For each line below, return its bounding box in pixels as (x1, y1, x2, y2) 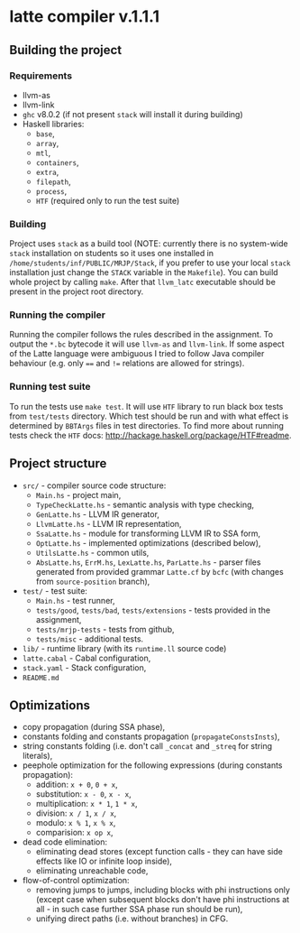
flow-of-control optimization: (22, 875, 130, 886)
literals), (22, 751, 53, 762)
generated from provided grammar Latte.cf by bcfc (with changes (35, 566, 284, 577)
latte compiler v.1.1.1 (9, 6, 160, 27)
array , (35, 137, 59, 148)
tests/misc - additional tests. (35, 633, 144, 644)
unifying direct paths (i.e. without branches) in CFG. (35, 913, 229, 924)
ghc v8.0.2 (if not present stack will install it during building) (22, 108, 243, 119)
